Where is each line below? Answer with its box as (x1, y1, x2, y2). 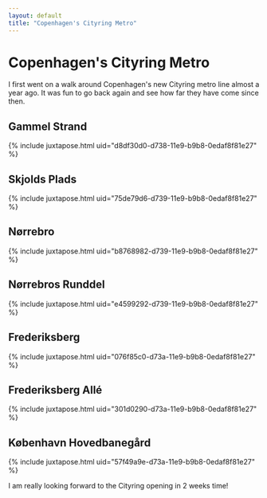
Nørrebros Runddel (8, 278, 105, 292)
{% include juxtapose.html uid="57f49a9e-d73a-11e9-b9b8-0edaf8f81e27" (8, 457, 255, 467)
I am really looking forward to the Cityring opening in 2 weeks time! (8, 481, 229, 491)
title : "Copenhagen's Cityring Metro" (8, 19, 137, 27)
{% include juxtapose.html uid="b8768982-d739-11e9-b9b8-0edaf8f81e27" (8, 246, 258, 256)
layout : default (8, 11, 62, 20)
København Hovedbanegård (8, 436, 151, 449)
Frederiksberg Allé (8, 383, 103, 397)
